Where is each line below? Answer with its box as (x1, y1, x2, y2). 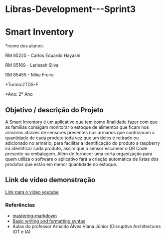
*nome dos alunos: (5, 43, 44, 49)
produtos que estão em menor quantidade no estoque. (5, 161, 118, 167)
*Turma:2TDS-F (5, 81, 38, 88)
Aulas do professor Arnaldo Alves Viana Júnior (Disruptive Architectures (12, 224, 161, 230)
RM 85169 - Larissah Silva (5, 62, 59, 68)
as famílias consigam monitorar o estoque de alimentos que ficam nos (5, 124, 149, 130)
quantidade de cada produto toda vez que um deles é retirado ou (5, 135, 139, 141)
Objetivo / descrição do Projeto (5, 106, 104, 114)
